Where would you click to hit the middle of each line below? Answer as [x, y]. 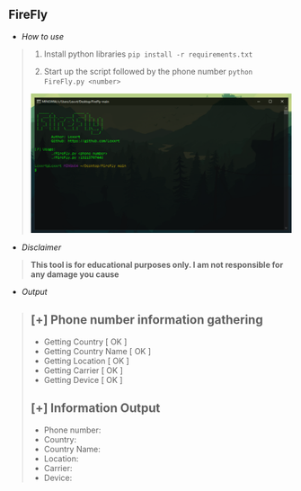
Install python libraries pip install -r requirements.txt [148, 54]
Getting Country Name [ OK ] [97, 351]
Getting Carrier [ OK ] [83, 370]
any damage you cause [75, 274]
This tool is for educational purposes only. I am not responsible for [157, 265]
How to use [43, 36]
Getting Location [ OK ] [86, 361]
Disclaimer [41, 247]
